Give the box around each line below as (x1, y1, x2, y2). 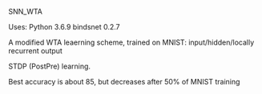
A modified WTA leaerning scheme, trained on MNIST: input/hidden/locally (8, 37, 255, 47)
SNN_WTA (8, 7, 42, 16)
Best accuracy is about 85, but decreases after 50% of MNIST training (8, 77, 240, 86)
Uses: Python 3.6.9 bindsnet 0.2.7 (8, 22, 120, 31)
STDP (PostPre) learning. (8, 61, 91, 71)
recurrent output (8, 46, 62, 55)
